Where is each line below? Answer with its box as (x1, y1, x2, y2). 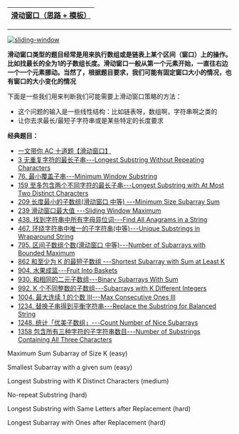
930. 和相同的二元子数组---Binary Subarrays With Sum (17, 275, 179, 283)
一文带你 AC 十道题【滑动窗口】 (17, 146, 112, 155)
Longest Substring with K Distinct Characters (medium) (7, 377, 169, 385)
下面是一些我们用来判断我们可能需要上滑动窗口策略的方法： (7, 92, 182, 101)
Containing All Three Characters (17, 335, 112, 343)
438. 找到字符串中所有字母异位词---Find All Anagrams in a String (17, 216, 208, 223)
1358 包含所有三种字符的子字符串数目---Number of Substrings (17, 328, 201, 335)
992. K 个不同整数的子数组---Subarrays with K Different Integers (17, 284, 207, 292)
